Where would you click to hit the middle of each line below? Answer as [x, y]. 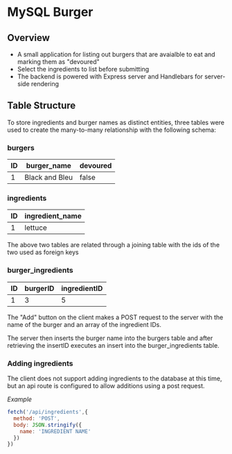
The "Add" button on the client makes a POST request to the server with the [115, 317]
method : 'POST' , [37, 418]
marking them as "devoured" [59, 62]
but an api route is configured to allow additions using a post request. [106, 386]
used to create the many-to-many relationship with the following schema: [112, 130]
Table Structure [42, 106]
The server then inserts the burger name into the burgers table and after [110, 338]
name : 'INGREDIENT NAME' [55, 431]
